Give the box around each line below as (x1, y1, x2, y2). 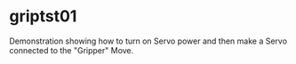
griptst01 (9, 6, 77, 27)
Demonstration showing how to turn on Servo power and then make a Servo (9, 36, 287, 46)
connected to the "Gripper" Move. (9, 44, 134, 55)
